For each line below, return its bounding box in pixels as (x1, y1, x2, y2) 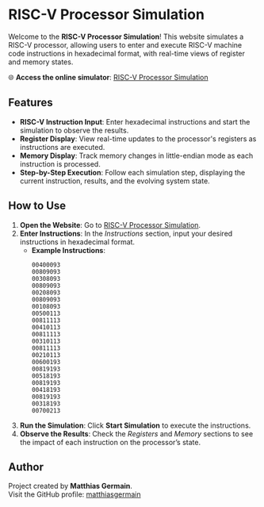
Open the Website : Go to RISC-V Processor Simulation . (19, 220, 201, 229)
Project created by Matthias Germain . (8, 482, 133, 491)
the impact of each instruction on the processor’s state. (19, 437, 201, 447)
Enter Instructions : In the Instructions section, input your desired (19, 229, 233, 238)
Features (8, 96, 53, 109)
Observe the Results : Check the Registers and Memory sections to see (19, 428, 254, 438)
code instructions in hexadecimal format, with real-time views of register (8, 48, 246, 58)
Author (8, 460, 44, 474)
